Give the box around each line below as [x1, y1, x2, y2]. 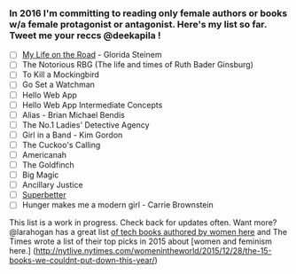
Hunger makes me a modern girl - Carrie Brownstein [21, 200, 214, 210]
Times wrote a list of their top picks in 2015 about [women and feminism [9, 236, 272, 247]
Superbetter [21, 190, 66, 200]
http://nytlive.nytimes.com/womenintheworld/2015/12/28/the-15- [35, 246, 272, 256]
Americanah [21, 149, 67, 160]
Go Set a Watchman [21, 79, 96, 90]
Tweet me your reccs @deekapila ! [9, 29, 161, 42]
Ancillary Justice [21, 180, 83, 191]
